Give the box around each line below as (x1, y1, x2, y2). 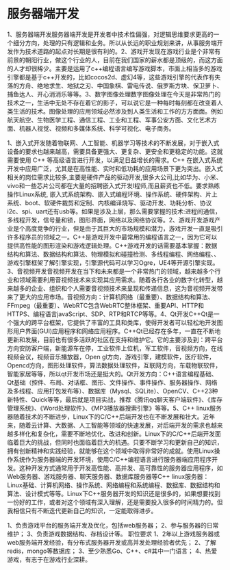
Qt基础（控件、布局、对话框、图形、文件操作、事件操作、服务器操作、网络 (7, 378, 218, 387)
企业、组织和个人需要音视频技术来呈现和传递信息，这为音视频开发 (30, 284, 217, 292)
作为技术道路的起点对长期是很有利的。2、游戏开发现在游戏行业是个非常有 (12, 47, 221, 55)
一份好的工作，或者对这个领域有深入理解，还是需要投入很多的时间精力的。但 (7, 497, 223, 506)
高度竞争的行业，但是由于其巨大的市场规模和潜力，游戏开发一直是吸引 (25, 224, 223, 233)
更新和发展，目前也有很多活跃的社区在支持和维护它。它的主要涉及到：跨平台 (7, 335, 223, 344)
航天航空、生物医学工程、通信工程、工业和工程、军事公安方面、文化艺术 (7, 116, 211, 124)
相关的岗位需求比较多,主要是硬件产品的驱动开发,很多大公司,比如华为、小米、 (7, 172, 222, 181)
